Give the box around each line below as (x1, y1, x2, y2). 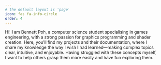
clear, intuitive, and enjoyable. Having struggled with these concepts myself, (5, 50, 157, 55)
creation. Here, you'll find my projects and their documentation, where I (5, 39, 147, 45)
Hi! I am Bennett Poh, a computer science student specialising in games (5, 29, 148, 35)
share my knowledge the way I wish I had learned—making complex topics (5, 44, 154, 51)
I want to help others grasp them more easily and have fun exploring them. (5, 55, 154, 61)
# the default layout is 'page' (5, 7, 70, 12)
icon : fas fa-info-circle (5, 12, 57, 16)
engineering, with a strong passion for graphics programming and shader (5, 34, 151, 40)
